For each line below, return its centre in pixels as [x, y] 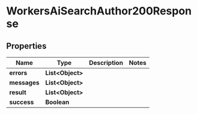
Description [106, 63]
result [18, 92]
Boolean [57, 102]
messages [24, 82]
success [22, 102]
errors [18, 73]
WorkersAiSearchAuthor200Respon [99, 11]
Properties [26, 46]
